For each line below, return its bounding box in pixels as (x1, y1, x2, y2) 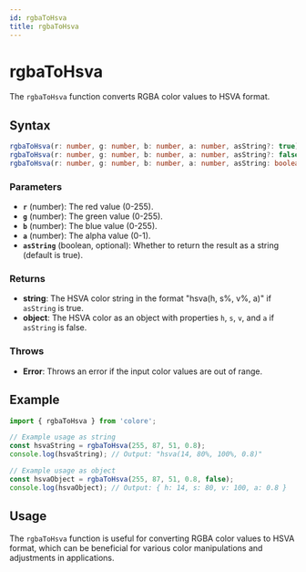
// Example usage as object (9, 466, 117, 475)
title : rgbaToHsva (9, 22, 79, 31)
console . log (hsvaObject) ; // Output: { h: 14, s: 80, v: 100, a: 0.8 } (9, 483, 287, 493)
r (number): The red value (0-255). (22, 202, 154, 213)
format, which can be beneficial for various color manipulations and (9, 542, 263, 553)
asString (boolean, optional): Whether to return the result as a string (22, 240, 280, 251)
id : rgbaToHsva (9, 13, 67, 23)
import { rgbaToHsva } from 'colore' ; (9, 416, 157, 425)
